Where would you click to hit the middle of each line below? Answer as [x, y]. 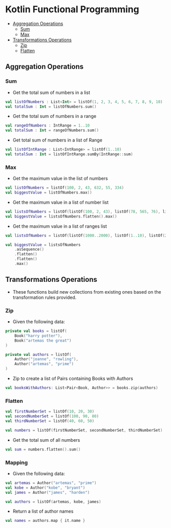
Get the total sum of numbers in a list [51, 92]
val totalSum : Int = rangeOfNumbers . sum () [52, 130]
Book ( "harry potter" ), [38, 335]
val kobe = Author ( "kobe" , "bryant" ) [45, 488]
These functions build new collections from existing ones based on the [87, 292]
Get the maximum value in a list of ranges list [60, 226]
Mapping [17, 462]
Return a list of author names [43, 511]
